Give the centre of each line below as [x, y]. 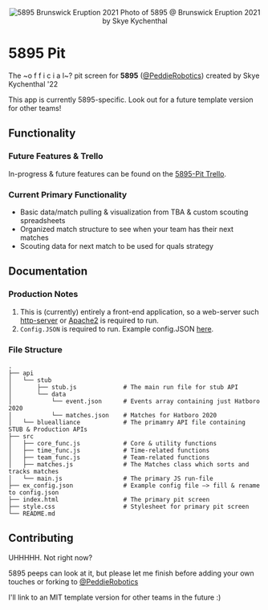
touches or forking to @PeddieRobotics [73, 581]
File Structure [35, 349]
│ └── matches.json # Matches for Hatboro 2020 [113, 415]
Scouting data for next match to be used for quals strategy [117, 246]
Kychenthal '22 [33, 83]
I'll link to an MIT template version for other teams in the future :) [115, 597]
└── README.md [32, 514]
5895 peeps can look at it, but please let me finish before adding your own [131, 573]
